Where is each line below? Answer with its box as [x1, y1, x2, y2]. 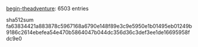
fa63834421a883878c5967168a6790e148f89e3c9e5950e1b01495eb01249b [6, 23, 192, 29]
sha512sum [6, 16, 34, 23]
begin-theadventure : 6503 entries [6, 5, 89, 12]
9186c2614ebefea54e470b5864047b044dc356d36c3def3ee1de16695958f [6, 29, 190, 36]
